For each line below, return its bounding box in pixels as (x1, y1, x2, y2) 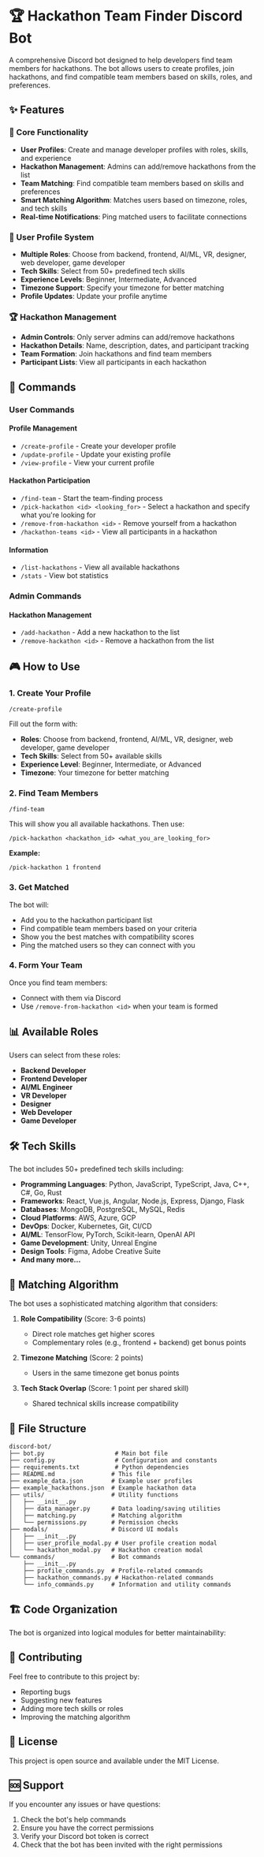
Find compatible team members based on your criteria (20, 923, 198, 933)
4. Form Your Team (9, 960, 83, 971)
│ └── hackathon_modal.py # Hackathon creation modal (9, 1546, 203, 1554)
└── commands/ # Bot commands (9, 1553, 161, 1561)
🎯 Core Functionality (9, 127, 89, 138)
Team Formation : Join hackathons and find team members (20, 349, 212, 359)
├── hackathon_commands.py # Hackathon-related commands (23, 1574, 214, 1582)
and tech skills (20, 203, 68, 213)
